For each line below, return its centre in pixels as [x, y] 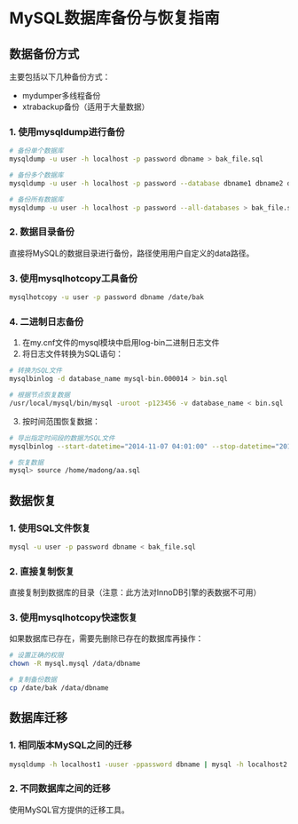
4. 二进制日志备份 [47, 321]
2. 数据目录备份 [42, 232]
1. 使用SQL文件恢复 [50, 527]
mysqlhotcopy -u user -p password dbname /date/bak [106, 297]
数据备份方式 [44, 54]
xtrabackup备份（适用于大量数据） [86, 107]
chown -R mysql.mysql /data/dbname [75, 664]
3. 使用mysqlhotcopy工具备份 [74, 278]
